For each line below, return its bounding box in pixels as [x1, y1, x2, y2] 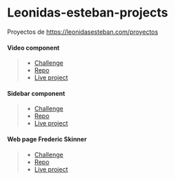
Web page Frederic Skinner [7, 134, 87, 143]
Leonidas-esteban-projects [7, 5, 169, 21]
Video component [7, 43, 60, 52]
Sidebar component [7, 89, 65, 97]
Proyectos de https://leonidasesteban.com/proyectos [7, 28, 158, 36]
